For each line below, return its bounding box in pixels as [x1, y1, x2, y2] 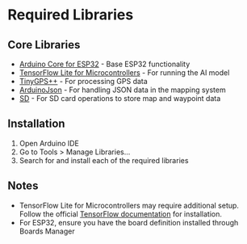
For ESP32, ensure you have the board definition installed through [19, 217, 239, 227]
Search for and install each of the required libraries [19, 155, 189, 165]
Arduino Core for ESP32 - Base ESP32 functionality [19, 59, 190, 69]
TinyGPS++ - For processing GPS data [19, 77, 149, 86]
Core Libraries [7, 38, 81, 52]
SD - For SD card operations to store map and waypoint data [19, 94, 221, 103]
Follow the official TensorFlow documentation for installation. [19, 208, 223, 219]
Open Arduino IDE [19, 138, 80, 148]
